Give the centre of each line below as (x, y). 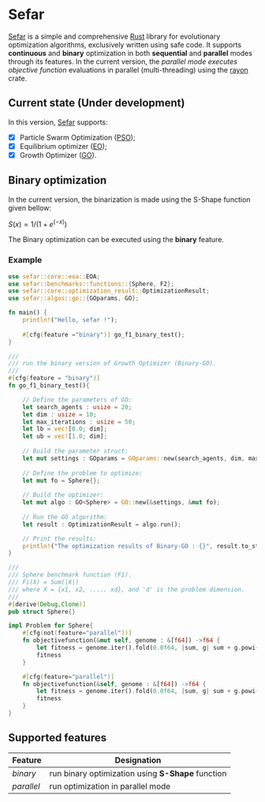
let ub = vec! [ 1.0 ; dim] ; (65, 436)
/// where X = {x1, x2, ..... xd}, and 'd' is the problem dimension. (127, 589)
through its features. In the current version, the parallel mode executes (123, 62)
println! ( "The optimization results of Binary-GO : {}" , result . (132, 546)
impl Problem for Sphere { (50, 626)
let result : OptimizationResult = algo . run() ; (102, 524)
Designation (138, 760)
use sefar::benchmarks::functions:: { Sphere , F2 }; (91, 284)
